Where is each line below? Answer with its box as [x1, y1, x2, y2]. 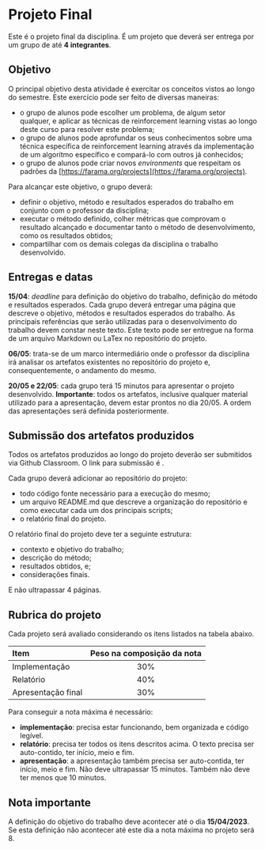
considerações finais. [19, 570, 90, 579]
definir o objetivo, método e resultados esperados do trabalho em [19, 197, 234, 206]
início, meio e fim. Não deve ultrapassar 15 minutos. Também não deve [19, 764, 251, 774]
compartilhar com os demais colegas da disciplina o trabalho [19, 239, 219, 248]
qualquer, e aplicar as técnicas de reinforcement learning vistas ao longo [19, 116, 257, 126]
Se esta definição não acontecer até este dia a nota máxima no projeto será [8, 825, 255, 835]
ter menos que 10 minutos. [19, 773, 107, 783]
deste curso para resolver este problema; [19, 124, 155, 134]
